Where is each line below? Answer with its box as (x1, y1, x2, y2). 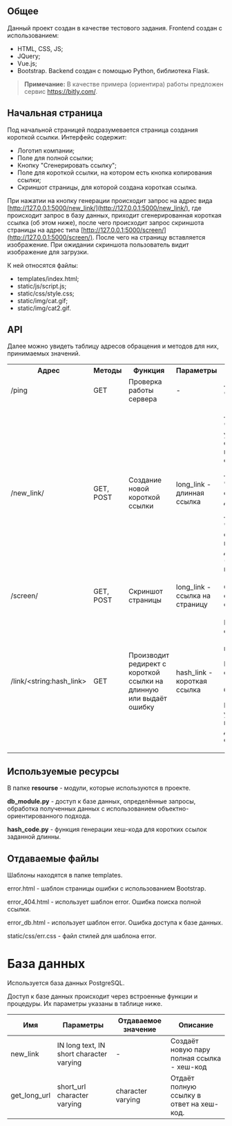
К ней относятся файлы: (7, 261, 78, 269)
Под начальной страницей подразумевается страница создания (7, 126, 198, 134)
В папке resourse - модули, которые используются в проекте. (7, 784, 191, 793)
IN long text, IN (57, 1040, 106, 1050)
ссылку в (170, 1091, 202, 1100)
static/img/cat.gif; (17, 296, 68, 304)
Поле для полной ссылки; (17, 153, 94, 162)
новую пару (170, 1045, 211, 1054)
